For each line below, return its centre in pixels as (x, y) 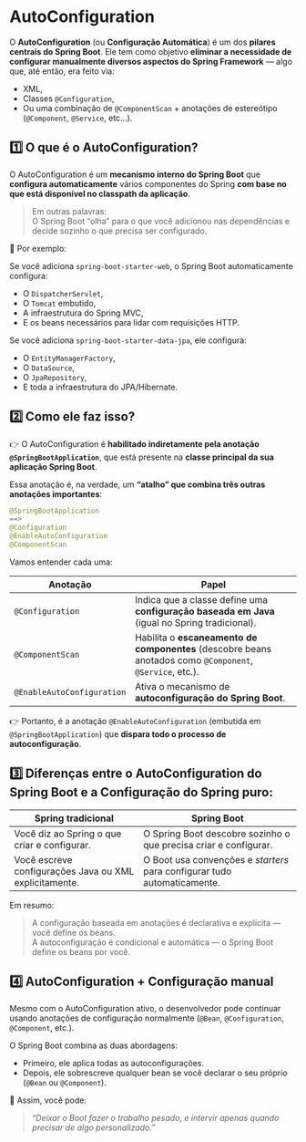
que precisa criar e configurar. (208, 845)
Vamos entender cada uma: (61, 562)
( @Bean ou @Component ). (64, 1082)
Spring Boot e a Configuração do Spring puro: (141, 792)
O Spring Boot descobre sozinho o (216, 834)
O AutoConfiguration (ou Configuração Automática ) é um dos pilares (143, 42)
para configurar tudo (187, 871)
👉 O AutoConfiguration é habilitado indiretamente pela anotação (134, 443)
